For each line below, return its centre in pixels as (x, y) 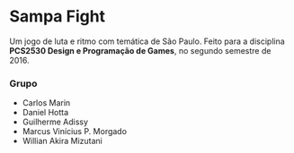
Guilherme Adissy (55, 122)
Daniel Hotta (45, 113)
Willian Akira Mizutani (62, 141)
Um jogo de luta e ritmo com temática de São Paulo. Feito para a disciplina (147, 41)
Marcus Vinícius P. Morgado (75, 132)
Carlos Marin (46, 103)
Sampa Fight (58, 17)
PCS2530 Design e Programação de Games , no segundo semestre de (140, 50)
